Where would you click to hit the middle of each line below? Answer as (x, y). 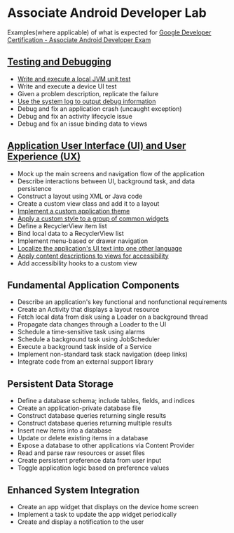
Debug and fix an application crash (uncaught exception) (99, 108)
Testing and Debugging (60, 62)
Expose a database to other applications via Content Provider (106, 446)
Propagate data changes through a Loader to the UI (92, 324)
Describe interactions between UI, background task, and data (106, 181)
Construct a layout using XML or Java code (80, 196)
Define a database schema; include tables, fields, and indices (106, 401)
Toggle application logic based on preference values (93, 468)
